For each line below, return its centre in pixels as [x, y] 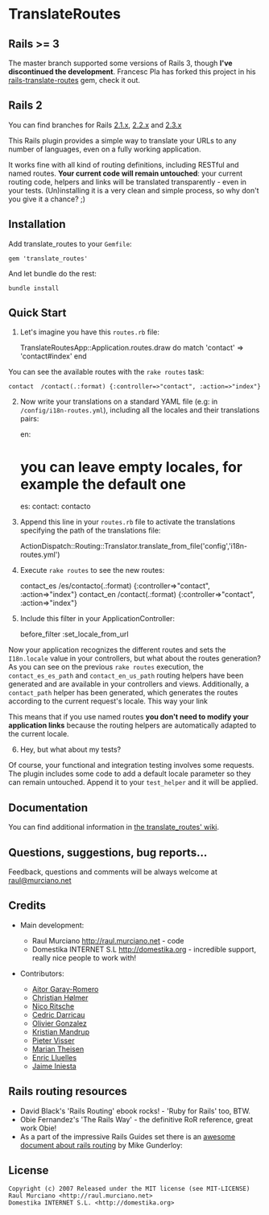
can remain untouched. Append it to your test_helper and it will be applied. [133, 782]
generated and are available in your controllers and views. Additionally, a [129, 684]
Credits [27, 906]
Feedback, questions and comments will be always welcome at [113, 872]
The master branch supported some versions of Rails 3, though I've [120, 63]
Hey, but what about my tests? [70, 749]
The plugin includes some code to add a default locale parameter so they [130, 773]
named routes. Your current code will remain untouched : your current [126, 173]
